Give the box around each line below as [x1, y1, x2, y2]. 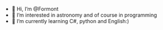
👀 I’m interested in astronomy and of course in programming [11, 12, 157, 18]
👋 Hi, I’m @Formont [11, 6, 59, 12]
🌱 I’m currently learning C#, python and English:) [11, 18, 130, 24]
